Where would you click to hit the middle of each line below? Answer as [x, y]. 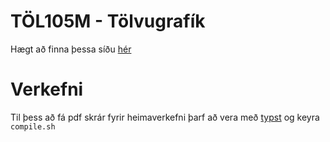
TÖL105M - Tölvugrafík [108, 21]
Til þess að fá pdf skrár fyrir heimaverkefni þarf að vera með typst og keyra [165, 117]
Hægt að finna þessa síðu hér [71, 49]
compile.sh [33, 126]
